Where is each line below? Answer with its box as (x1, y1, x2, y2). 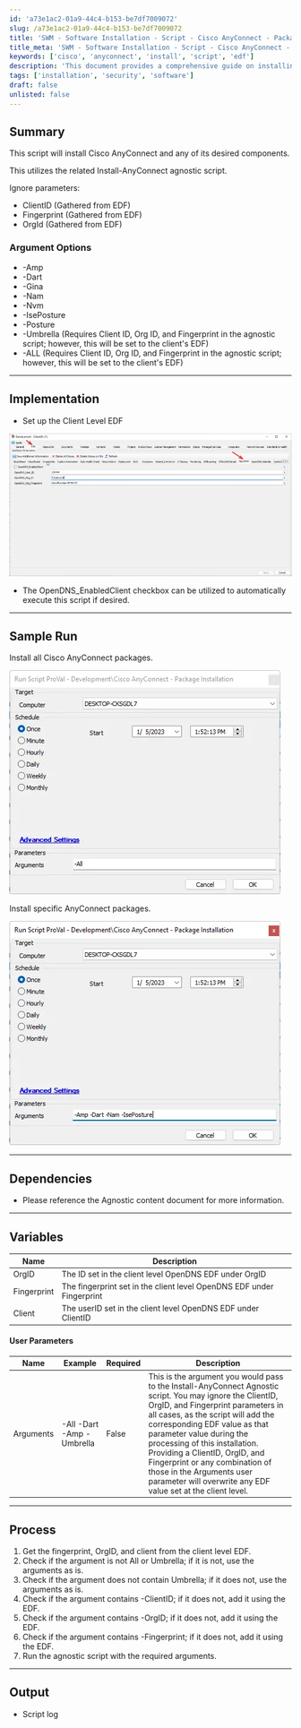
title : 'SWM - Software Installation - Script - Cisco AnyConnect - (9, 33, 271, 42)
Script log (21, 1708, 59, 1719)
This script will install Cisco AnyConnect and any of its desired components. (9, 148, 290, 159)
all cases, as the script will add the (148, 1409, 275, 1420)
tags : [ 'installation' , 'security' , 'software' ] (9, 72, 194, 81)
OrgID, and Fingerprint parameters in (148, 1399, 284, 1410)
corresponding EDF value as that (148, 1418, 269, 1429)
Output (9, 1685, 49, 1700)
